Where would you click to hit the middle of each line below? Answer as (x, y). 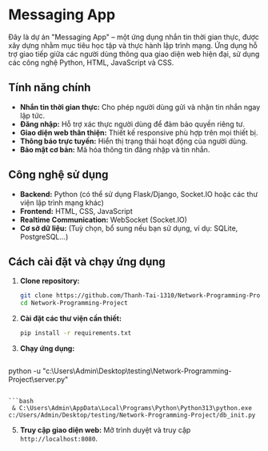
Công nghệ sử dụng (58, 175)
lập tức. (32, 115)
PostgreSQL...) (44, 236)
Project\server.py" (38, 379)
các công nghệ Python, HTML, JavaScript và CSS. (91, 62)
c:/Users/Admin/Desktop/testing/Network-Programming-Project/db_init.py (132, 415)
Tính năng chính (50, 88)
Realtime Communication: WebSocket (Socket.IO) (104, 219)
